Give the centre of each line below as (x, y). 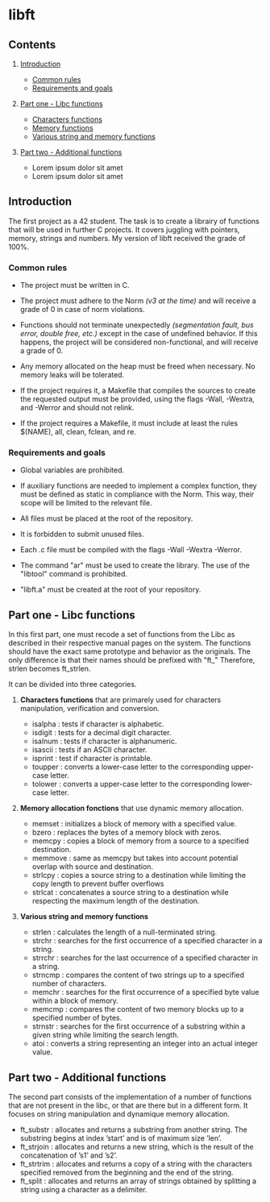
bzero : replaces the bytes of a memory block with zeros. (127, 833)
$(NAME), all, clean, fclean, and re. (78, 432)
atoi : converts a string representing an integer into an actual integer (145, 1044)
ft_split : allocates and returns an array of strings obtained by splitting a (138, 1181)
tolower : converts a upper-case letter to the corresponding (131, 784)
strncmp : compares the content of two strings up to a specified (138, 975)
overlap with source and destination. (93, 867)
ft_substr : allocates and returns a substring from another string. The (133, 1129)
